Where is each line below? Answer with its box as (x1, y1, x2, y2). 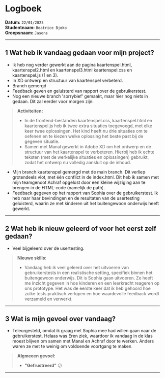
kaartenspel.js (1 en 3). (12, 72, 58, 78)
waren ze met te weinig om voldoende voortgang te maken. (12, 344, 133, 349)
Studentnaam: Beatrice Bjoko (5, 24, 67, 30)
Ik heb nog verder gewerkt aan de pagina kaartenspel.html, (12, 62, 132, 68)
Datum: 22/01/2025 (5, 19, 44, 25)
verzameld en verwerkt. (24, 296, 73, 302)
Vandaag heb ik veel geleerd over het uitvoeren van (24, 264, 129, 270)
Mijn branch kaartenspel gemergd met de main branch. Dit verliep (12, 169, 146, 175)
